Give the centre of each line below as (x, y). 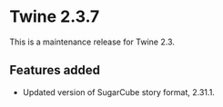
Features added (55, 70)
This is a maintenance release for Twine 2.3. (92, 42)
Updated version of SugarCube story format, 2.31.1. (119, 92)
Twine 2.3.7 (55, 17)
